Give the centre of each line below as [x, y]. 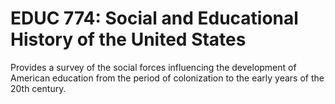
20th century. [38, 88]
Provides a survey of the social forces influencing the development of [153, 67]
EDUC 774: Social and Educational [154, 18]
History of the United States [128, 39]
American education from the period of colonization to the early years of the [167, 78]
